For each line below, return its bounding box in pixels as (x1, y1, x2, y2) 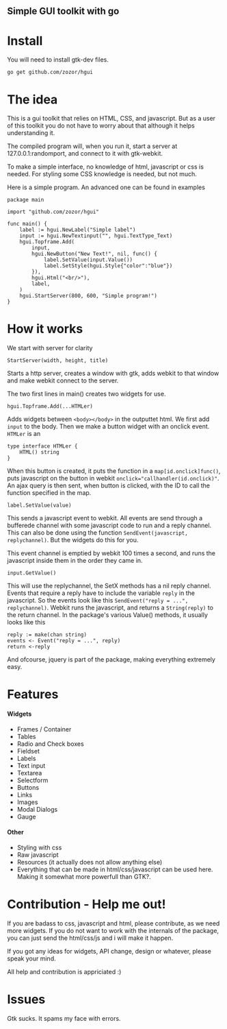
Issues (7, 991, 46, 1007)
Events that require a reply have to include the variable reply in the (7, 589, 195, 597)
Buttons (16, 783, 40, 791)
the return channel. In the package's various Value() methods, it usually (7, 611, 209, 619)
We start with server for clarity (7, 344, 93, 352)
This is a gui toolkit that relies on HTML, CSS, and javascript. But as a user (7, 114, 216, 123)
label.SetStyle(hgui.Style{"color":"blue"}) (43, 263, 173, 269)
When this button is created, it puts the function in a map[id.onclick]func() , (7, 467, 221, 475)
